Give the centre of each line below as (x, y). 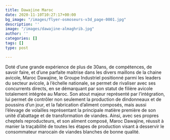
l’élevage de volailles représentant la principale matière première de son (81, 110)
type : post (17, 48)
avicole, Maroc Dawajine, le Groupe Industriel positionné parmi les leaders (83, 77)
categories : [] (21, 39)
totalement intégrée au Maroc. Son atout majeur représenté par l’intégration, (85, 94)
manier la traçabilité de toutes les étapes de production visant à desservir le (85, 126)
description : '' (22, 24)
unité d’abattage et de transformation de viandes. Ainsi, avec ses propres (82, 116)
